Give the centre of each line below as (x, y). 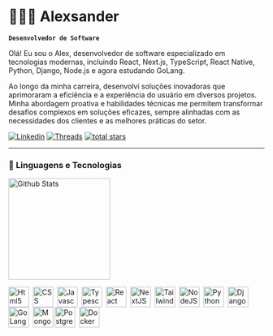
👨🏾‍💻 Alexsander (64, 17)
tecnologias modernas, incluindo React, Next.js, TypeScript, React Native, (132, 62)
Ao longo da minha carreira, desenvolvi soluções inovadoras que (117, 86)
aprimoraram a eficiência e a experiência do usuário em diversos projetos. (133, 95)
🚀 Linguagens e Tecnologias (65, 165)
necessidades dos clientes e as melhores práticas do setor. (108, 120)
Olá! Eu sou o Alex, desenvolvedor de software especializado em (117, 53)
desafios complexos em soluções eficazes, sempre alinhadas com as (124, 112)
